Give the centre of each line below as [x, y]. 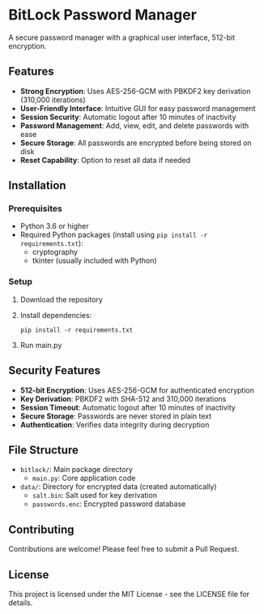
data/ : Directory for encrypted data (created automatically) [118, 487]
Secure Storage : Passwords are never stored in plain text [116, 416]
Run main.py [41, 345]
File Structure [43, 450]
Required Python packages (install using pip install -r [114, 235]
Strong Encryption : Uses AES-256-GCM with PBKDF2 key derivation [135, 91]
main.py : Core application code [84, 478]
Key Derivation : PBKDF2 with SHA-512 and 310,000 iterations [123, 398]
